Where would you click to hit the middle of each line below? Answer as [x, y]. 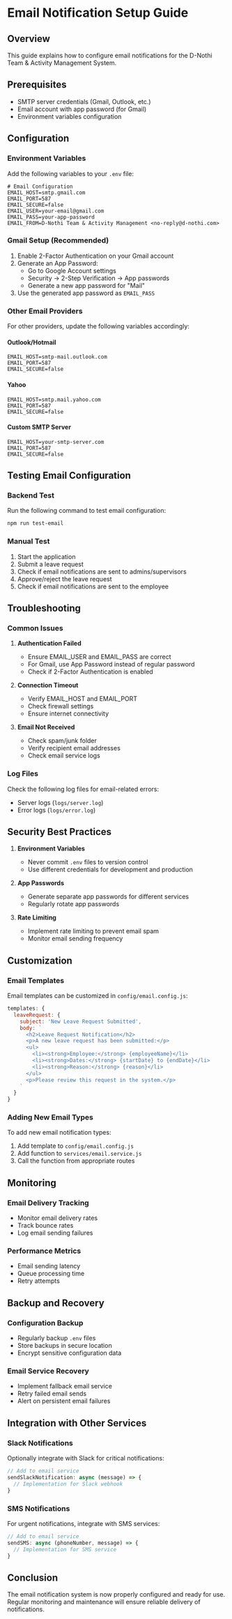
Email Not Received [46, 727]
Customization [40, 960]
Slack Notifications [40, 1443]
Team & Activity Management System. [62, 63]
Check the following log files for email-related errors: [83, 789]
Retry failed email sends [52, 1394]
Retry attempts [39, 1281]
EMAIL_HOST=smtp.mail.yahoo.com [54, 400]
